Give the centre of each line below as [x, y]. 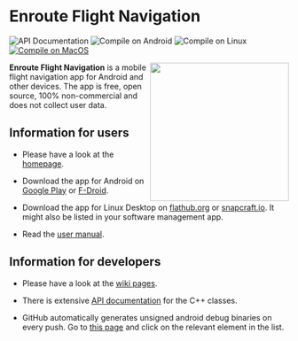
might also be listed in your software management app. [122, 217]
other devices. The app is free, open [75, 86]
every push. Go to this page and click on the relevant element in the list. [153, 327]
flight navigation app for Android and [76, 76]
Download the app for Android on [83, 181]
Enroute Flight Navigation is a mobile [78, 67]
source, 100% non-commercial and [74, 96]
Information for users [70, 133]
